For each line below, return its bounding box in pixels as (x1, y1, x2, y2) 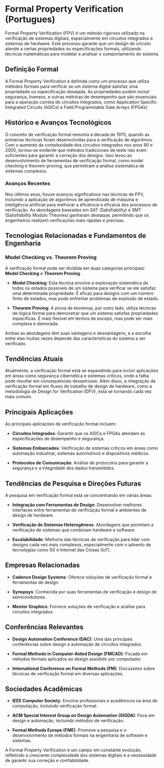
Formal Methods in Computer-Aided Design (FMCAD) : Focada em (12, 651, 148, 657)
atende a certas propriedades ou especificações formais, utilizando (5, 46, 141, 51)
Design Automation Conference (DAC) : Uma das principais (12, 636, 133, 642)
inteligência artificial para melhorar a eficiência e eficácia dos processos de (5, 202, 158, 207)
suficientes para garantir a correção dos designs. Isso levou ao (5, 152, 132, 158)
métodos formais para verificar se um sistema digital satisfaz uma (5, 83, 138, 89)
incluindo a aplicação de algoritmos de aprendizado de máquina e (5, 196, 138, 202)
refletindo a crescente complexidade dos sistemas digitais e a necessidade (5, 752, 157, 758)
